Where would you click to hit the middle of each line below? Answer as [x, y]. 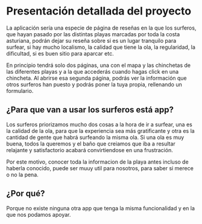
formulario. [20, 91]
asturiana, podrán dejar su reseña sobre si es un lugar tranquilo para [91, 40]
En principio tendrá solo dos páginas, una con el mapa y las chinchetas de [99, 65]
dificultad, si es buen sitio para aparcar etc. [60, 53]
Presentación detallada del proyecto [99, 11]
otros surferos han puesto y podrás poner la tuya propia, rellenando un [94, 84]
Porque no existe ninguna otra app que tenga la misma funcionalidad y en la [100, 208]
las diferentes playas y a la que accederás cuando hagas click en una [93, 71]
